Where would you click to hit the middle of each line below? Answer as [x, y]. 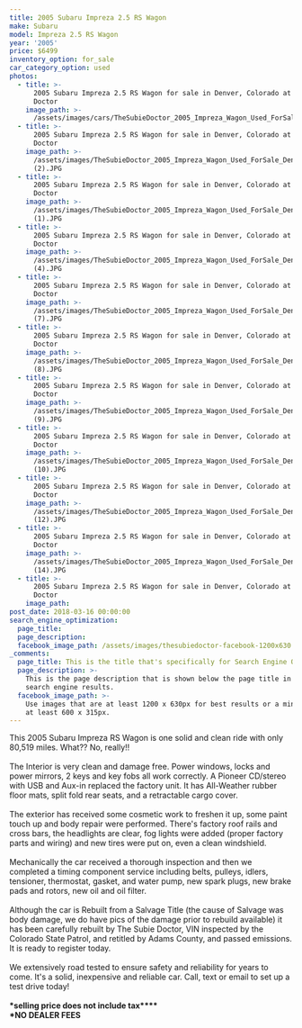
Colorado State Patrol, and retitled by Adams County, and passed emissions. [151, 939]
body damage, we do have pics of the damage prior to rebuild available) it [146, 920]
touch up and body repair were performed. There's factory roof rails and [143, 824]
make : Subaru [34, 26]
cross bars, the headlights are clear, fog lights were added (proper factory [147, 834]
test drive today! [40, 987]
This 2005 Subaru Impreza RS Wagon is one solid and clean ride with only [147, 738]
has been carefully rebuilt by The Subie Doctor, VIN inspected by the [136, 929]
